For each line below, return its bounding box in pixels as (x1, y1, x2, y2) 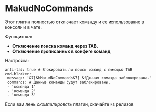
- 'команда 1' (7, 84, 36, 89)
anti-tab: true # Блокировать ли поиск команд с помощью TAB (5, 67, 133, 72)
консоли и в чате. (5, 24, 42, 30)
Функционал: (5, 34, 33, 39)
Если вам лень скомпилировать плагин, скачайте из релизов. (5, 101, 135, 107)
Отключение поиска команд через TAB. (12, 43, 99, 49)
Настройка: (5, 57, 29, 63)
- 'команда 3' (7, 93, 36, 97)
